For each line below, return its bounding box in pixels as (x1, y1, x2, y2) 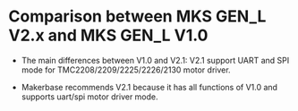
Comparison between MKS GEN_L (8, 6, 267, 27)
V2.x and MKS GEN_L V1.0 (8, 25, 209, 46)
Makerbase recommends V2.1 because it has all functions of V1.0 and (21, 81, 278, 92)
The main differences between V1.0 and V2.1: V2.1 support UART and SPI (21, 55, 290, 65)
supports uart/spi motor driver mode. (21, 91, 158, 102)
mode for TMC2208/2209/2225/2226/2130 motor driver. (21, 64, 231, 75)
